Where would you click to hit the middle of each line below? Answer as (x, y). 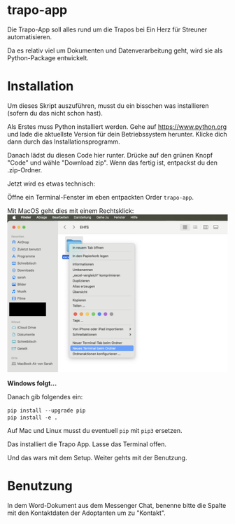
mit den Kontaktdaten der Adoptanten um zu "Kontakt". (86, 513)
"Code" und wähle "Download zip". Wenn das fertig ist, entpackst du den (113, 163)
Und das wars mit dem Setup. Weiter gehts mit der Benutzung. (97, 458)
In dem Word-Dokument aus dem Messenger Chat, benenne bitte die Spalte (117, 506)
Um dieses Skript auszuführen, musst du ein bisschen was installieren (108, 105)
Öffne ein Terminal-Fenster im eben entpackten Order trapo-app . (101, 197)
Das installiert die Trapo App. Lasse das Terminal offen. (87, 444)
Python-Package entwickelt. (48, 57)
